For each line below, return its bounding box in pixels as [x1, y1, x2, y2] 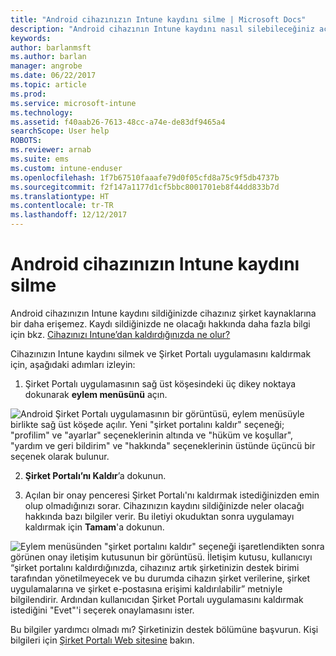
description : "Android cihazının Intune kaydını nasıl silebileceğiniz [10, 24, 315, 34]
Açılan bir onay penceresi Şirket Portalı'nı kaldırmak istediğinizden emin [24, 489, 320, 501]
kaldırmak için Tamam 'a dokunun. [24, 521, 165, 533]
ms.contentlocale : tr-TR [10, 201, 114, 211]
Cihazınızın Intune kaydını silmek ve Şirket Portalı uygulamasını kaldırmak [10, 347, 312, 360]
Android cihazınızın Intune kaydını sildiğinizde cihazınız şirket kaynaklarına [10, 307, 317, 319]
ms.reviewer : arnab [10, 145, 92, 155]
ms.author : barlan [10, 52, 87, 62]
